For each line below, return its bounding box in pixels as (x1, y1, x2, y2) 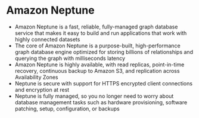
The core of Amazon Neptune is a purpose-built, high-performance (14, 42, 181, 49)
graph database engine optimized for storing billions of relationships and (14, 48, 194, 55)
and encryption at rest (14, 86, 70, 93)
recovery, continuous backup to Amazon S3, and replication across (14, 67, 180, 74)
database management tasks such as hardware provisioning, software (14, 98, 188, 106)
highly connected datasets (14, 36, 80, 43)
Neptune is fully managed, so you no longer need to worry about (14, 93, 174, 100)
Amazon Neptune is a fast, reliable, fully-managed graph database (14, 23, 178, 30)
